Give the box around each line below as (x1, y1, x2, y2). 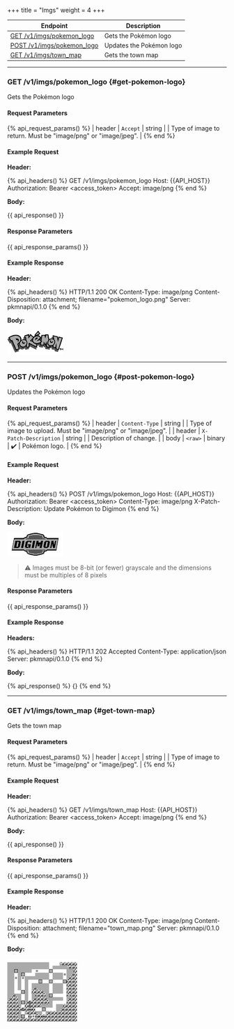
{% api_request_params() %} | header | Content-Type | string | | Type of (7, 419, 212, 428)
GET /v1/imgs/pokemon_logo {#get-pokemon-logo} (7, 77, 186, 87)
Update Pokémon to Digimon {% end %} (43, 504, 159, 512)
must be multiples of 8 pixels (24, 570, 107, 579)
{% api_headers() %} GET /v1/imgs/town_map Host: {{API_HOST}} (7, 806, 198, 814)
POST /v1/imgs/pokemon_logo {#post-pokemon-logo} (7, 371, 195, 381)
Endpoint (40, 21, 68, 30)
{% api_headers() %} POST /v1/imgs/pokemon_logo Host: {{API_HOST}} (7, 489, 214, 498)
